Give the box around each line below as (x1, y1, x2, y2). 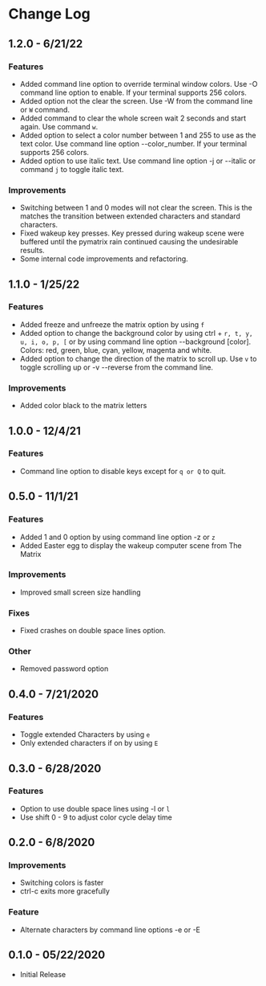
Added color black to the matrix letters (19, 401, 147, 411)
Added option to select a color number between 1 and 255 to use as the (19, 130, 256, 140)
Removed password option (19, 664, 109, 673)
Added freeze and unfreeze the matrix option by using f (19, 319, 205, 329)
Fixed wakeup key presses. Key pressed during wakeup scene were (19, 228, 244, 238)
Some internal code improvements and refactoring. (19, 254, 188, 264)
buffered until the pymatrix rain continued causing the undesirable (19, 237, 239, 247)
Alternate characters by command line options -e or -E (19, 925, 201, 935)
